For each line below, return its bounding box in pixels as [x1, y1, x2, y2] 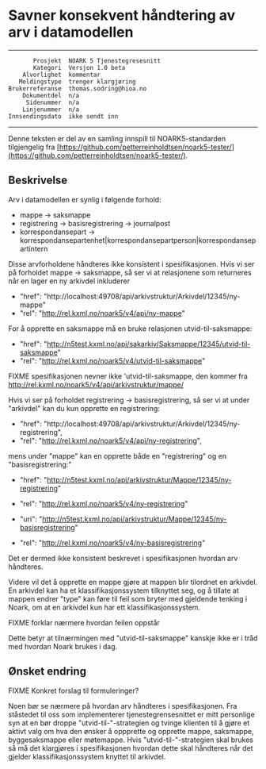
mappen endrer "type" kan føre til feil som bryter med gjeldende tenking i [8, 594, 248, 603]
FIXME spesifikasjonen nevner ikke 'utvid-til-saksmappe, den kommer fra [8, 371, 248, 381]
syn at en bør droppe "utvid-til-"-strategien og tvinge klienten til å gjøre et [8, 717, 250, 728]
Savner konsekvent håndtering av [8, 6, 236, 25]
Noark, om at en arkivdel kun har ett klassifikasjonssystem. [8, 602, 200, 612]
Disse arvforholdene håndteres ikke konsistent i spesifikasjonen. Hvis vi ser [8, 259, 255, 268]
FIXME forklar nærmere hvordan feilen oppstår [8, 617, 161, 627]
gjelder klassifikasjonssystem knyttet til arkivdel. [8, 752, 166, 761]
